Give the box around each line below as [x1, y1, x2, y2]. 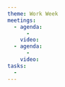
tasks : [7, 62, 27, 69]
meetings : [7, 17, 37, 24]
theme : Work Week [7, 10, 59, 18]
